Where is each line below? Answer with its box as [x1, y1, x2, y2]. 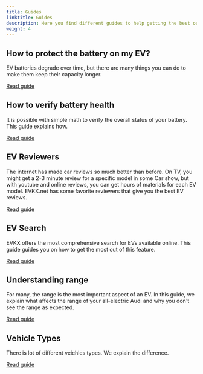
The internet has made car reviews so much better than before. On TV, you [6, 168, 193, 175]
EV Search [6, 223, 47, 233]
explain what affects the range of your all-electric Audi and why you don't [6, 298, 190, 305]
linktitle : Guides [6, 15, 53, 21]
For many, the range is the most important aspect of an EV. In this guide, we [6, 291, 195, 298]
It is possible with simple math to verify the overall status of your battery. [6, 116, 187, 123]
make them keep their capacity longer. [6, 71, 102, 78]
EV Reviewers [6, 152, 59, 162]
